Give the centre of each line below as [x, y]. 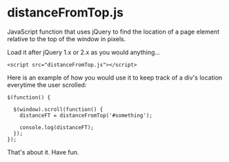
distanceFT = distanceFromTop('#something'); [86, 115]
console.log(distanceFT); [57, 127]
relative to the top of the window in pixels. [67, 38]
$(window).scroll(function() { [58, 109]
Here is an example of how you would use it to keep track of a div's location [115, 78]
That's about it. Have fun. [43, 152]
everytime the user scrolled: [47, 84]
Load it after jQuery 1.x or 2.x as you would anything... [84, 52]
